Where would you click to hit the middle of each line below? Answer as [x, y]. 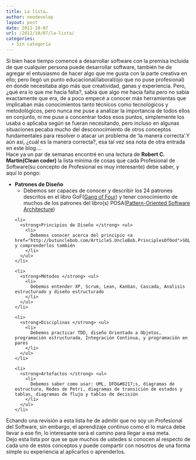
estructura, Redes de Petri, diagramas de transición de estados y [98, 389]
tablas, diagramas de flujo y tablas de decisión [76, 394]
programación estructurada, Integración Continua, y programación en [101, 338]
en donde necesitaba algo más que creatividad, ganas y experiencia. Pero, [96, 86]
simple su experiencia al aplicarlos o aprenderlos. [66, 451]
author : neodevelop [30, 17]
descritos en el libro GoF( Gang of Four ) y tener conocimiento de [100, 196]
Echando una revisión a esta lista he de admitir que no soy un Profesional [94, 420]
